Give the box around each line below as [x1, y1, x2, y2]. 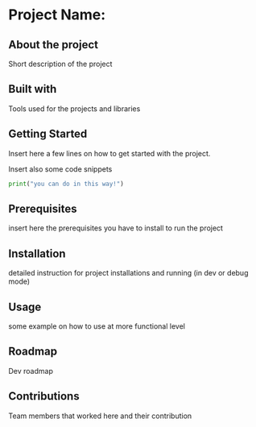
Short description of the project [8, 59, 113, 68]
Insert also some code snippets [8, 164, 113, 174]
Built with [8, 82, 57, 96]
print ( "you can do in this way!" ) [8, 180, 125, 188]
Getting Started [8, 127, 88, 141]
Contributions [8, 389, 80, 404]
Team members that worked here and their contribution [8, 411, 192, 421]
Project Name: [8, 6, 106, 24]
